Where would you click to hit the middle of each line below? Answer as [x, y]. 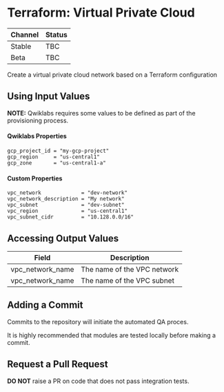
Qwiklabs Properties [37, 136]
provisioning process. [38, 120]
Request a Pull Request [58, 364]
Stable [21, 46]
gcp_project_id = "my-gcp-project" [58, 151]
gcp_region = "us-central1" [53, 157]
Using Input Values [49, 96]
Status [56, 35]
